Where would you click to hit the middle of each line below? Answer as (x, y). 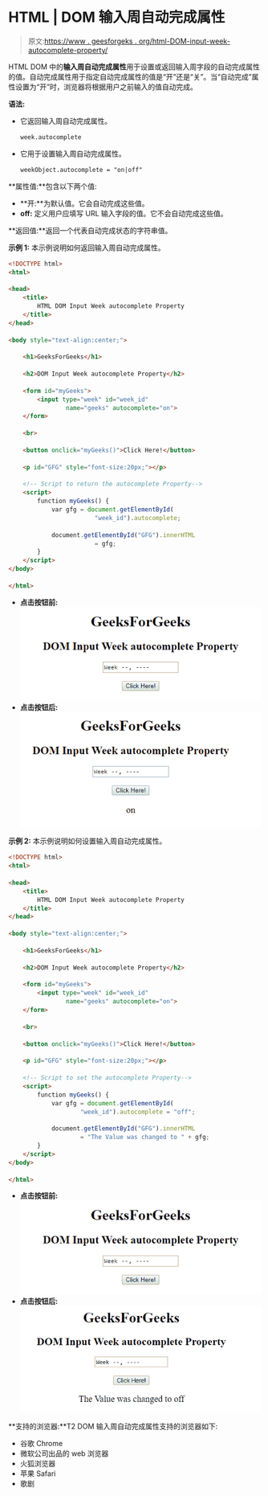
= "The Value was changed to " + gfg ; (145, 1137)
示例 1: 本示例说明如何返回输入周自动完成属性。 (87, 248)
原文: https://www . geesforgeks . (82, 41)
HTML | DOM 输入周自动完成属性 (117, 17)
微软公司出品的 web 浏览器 (64, 1453)
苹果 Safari (38, 1473)
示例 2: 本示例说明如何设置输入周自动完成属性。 (87, 841)
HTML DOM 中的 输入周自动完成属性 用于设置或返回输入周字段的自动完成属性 (134, 67)
